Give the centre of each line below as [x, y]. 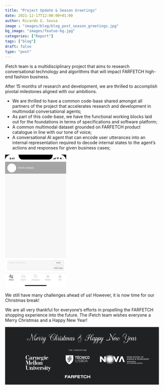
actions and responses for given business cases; [61, 147]
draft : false [18, 47]
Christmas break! [22, 300]
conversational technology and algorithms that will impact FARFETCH [75, 72]
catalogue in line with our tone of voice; [52, 132]
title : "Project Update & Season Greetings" [51, 10]
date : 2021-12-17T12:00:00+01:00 [39, 15]
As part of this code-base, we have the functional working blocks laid [82, 116]
